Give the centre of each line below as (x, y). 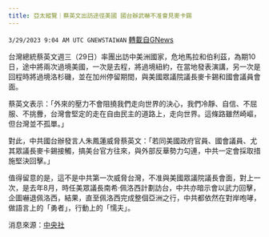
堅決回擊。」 (34, 160)
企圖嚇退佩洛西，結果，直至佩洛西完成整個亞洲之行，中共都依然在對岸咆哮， (134, 198)
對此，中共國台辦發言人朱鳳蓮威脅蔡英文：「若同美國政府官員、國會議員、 (129, 140)
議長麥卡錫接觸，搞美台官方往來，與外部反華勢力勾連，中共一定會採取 (138, 151)
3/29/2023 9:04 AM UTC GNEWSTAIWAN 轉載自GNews (91, 39)
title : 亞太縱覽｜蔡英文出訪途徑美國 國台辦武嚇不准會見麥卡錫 (100, 16)
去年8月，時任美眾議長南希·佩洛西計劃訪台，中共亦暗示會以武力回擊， (145, 187)
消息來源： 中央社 (36, 224)
